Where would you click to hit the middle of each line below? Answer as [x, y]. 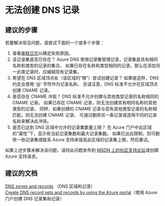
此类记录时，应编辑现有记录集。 [49, 72]
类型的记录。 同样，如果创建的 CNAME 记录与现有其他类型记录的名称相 [85, 109]
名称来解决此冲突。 [32, 121]
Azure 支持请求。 [23, 156]
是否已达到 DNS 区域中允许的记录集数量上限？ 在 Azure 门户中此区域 [82, 127]
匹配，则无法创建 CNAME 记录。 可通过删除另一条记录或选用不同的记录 [85, 115]
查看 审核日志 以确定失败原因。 [42, 53]
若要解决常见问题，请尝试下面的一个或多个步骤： [55, 43]
